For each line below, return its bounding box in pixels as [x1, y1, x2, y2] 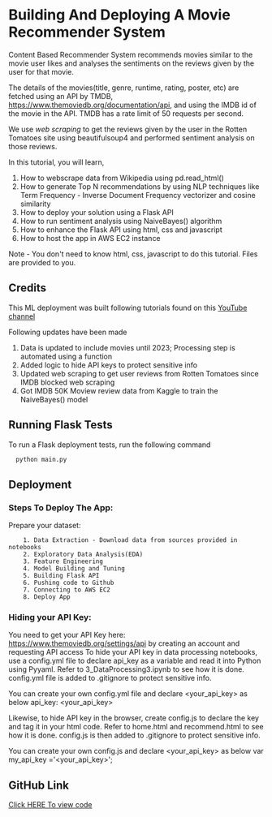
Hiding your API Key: [8, 612, 92, 623]
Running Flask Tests [8, 418, 114, 432]
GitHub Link [8, 778, 69, 792]
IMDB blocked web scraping [19, 377, 115, 387]
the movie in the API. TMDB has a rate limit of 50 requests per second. [8, 108, 244, 118]
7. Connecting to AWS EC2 [23, 586, 111, 594]
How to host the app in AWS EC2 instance [19, 233, 161, 243]
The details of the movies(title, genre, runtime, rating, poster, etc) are [8, 83, 240, 92]
